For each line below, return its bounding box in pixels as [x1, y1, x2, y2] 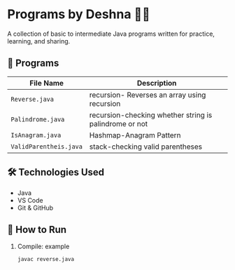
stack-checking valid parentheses [89, 142, 203, 151]
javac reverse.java [17, 256, 75, 263]
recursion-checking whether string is [89, 110, 213, 120]
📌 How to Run [7, 224, 67, 236]
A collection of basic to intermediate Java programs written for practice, [7, 29, 215, 38]
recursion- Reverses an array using [89, 90, 206, 100]
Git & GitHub [17, 203, 54, 212]
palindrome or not [89, 119, 148, 128]
